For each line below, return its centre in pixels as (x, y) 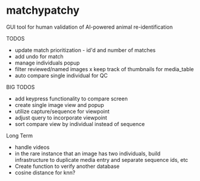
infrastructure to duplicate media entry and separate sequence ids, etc (101, 159)
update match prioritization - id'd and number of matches (85, 50)
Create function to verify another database (67, 166)
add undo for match (39, 56)
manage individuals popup (47, 63)
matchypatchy (43, 10)
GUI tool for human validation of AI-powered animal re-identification (90, 27)
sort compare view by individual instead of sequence (80, 124)
